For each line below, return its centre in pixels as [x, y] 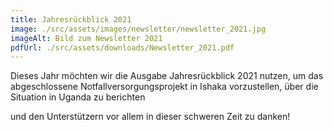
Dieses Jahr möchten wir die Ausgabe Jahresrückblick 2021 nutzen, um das [167, 76]
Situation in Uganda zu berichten [78, 97]
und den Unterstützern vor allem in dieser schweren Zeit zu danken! [150, 117]
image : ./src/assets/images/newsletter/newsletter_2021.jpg [138, 29]
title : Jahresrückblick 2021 [71, 19]
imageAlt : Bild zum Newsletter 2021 [86, 38]
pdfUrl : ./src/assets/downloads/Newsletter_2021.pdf [122, 47]
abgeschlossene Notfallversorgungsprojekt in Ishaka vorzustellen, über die [164, 87]
